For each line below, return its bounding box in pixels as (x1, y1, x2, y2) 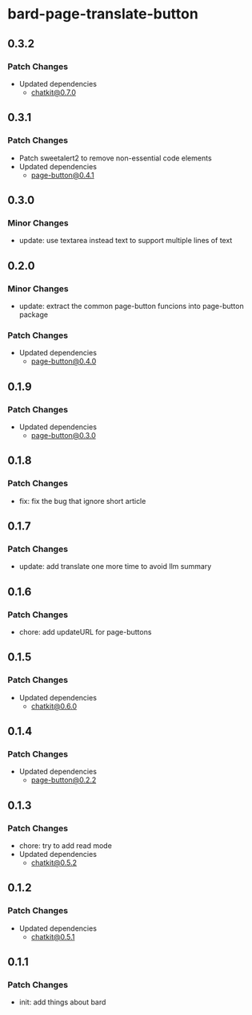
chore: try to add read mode (18, 841, 113, 851)
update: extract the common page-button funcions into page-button (18, 301, 245, 311)
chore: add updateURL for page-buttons (18, 627, 152, 636)
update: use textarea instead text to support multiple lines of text (18, 236, 233, 246)
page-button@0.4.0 (30, 356, 97, 366)
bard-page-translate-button (7, 5, 199, 23)
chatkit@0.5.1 (30, 932, 75, 941)
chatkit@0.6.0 (30, 701, 78, 711)
